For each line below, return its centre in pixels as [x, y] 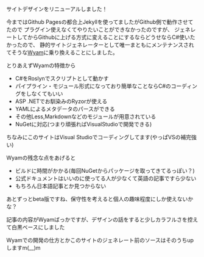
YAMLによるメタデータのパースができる [65, 109]
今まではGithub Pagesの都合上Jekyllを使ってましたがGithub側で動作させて [100, 22]
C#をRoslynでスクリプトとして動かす [62, 78]
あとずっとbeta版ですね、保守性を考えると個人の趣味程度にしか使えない [97, 199]
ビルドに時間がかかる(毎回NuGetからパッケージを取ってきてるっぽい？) [105, 171]
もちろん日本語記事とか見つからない [61, 186]
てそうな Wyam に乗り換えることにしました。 [62, 52]
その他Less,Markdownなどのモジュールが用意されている [86, 117]
